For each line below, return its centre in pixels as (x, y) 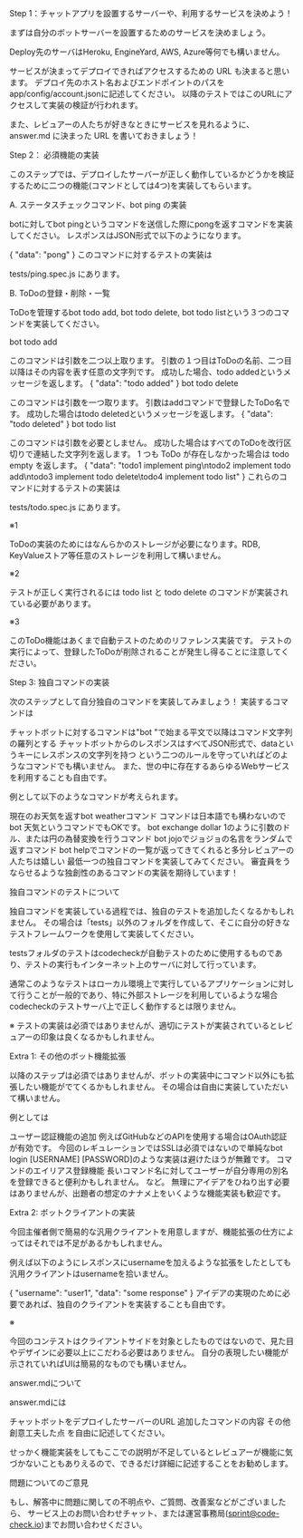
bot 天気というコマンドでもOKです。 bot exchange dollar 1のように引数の (146, 827)
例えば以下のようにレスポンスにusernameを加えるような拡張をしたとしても (151, 1262)
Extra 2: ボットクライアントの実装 (72, 1212)
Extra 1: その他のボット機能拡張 (68, 1056)
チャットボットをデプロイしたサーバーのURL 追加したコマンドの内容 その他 (150, 1422)
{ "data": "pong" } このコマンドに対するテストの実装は (111, 255)
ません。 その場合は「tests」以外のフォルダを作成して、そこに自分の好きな (150, 922)
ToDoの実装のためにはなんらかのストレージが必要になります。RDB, (135, 544)
